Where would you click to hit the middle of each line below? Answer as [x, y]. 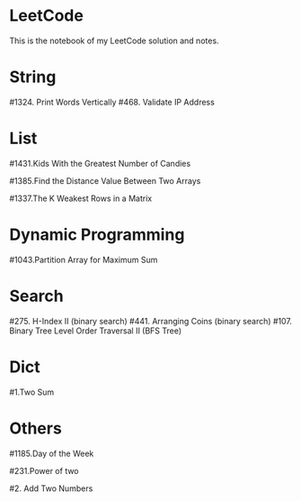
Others [36, 428]
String [33, 77]
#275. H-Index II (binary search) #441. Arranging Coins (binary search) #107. [150, 321]
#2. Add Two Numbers [51, 488]
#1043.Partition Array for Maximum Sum [84, 260]
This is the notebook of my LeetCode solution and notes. [114, 41]
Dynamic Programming [97, 234]
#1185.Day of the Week [52, 453]
